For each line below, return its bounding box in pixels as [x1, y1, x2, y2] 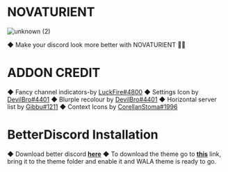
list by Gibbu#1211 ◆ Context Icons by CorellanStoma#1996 [7, 102, 178, 111]
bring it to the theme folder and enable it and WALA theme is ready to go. [7, 157, 217, 165]
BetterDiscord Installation [7, 127, 158, 143]
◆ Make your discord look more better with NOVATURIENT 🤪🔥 [7, 40, 186, 49]
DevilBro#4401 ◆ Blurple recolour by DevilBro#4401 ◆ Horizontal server [7, 95, 217, 103]
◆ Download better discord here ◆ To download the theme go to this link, [7, 150, 221, 158]
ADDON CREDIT [7, 65, 101, 80]
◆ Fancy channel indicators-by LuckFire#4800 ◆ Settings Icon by [7, 87, 199, 96]
